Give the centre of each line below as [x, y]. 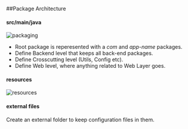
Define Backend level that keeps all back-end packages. [84, 54]
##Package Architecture [36, 9]
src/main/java [24, 22]
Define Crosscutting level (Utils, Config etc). [69, 59]
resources [19, 79]
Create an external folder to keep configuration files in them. [81, 119]
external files [23, 106]
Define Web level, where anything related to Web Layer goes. [90, 66]
